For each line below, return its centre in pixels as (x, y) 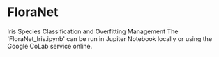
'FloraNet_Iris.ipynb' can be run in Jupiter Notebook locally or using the (110, 38)
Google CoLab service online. (50, 46)
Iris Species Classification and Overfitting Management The (93, 31)
